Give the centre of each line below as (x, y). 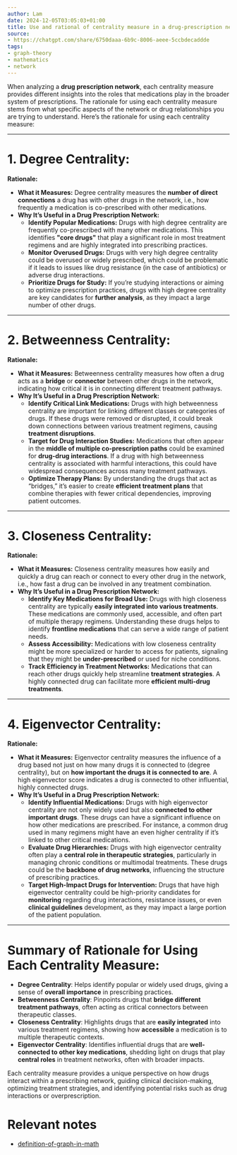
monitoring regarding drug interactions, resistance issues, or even (125, 900)
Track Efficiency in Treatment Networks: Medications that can (120, 666)
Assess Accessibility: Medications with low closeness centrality (122, 644)
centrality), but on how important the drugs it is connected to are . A (117, 772)
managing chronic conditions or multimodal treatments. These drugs (128, 863)
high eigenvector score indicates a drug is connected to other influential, (123, 780)
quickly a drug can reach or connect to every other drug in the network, (122, 577)
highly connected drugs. (53, 787)
